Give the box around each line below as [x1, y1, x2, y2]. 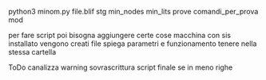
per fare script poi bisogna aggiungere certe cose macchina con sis [8, 31, 232, 40]
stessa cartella [8, 48, 57, 56]
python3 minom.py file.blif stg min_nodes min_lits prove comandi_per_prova [8, 7, 259, 16]
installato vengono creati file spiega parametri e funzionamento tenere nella [8, 39, 257, 48]
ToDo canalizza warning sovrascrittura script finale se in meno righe [8, 63, 233, 72]
